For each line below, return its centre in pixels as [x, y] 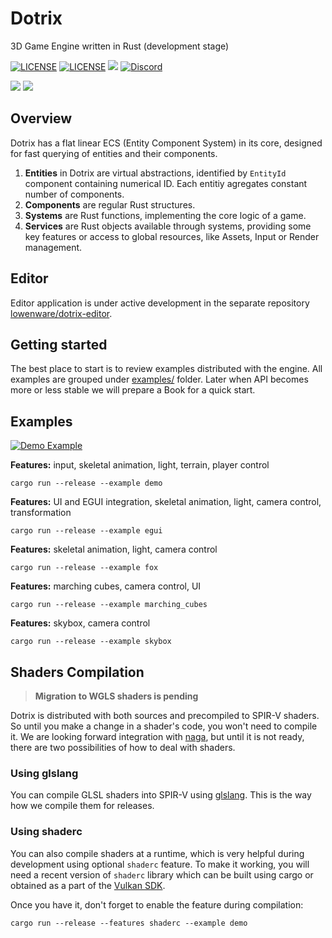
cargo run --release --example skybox [91, 642]
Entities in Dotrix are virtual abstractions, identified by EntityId [155, 173]
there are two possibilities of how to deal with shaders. [123, 747]
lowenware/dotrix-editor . [61, 313]
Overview [41, 118]
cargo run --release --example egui [86, 531]
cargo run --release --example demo [86, 483]
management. [53, 247]
